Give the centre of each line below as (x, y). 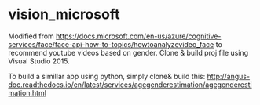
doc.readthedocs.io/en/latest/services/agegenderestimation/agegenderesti (130, 85)
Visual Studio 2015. (39, 61)
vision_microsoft (64, 14)
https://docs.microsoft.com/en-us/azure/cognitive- (139, 36)
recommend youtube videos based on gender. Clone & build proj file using (128, 52)
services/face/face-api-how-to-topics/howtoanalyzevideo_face (111, 44)
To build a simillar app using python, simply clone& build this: (107, 76)
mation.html (27, 92)
